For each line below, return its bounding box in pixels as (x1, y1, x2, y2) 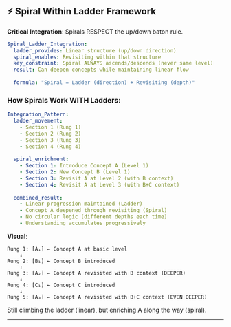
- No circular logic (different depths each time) (19, 213, 168, 220)
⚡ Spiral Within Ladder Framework (7, 6, 157, 17)
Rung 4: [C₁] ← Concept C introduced (7, 282, 115, 288)
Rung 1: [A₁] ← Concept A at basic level (7, 245, 128, 253)
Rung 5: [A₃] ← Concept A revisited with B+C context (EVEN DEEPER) (7, 293, 208, 301)
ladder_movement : (13, 118, 63, 125)
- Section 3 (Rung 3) (19, 136, 81, 143)
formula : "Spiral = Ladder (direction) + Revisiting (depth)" (13, 79, 195, 86)
